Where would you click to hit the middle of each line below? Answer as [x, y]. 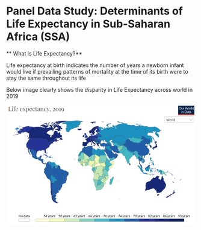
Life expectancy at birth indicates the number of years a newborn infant [95, 65]
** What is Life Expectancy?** [44, 53]
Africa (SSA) [38, 37]
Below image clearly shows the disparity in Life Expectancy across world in [100, 89]
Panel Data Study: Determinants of [95, 11]
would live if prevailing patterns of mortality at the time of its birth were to [97, 71]
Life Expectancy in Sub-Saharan [88, 24]
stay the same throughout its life [46, 78]
